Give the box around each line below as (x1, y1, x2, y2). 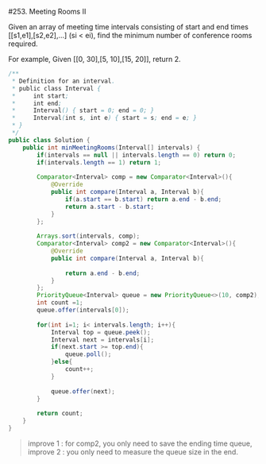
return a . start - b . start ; (64, 203, 155, 211)
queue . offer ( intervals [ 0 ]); (37, 306, 129, 314)
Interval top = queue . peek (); (50, 328, 151, 336)
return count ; (37, 409, 83, 418)
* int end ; (11, 99, 62, 107)
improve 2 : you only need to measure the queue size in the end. (27, 447, 238, 456)
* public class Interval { (11, 84, 102, 92)
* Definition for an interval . (11, 77, 115, 85)
